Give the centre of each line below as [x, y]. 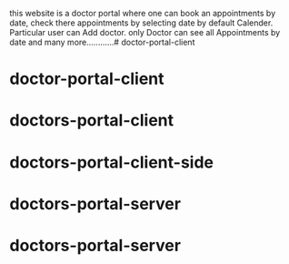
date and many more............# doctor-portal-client [102, 42]
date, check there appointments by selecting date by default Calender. [141, 23]
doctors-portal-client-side [111, 162]
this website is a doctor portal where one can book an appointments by [142, 13]
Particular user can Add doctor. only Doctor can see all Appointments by [145, 32]
